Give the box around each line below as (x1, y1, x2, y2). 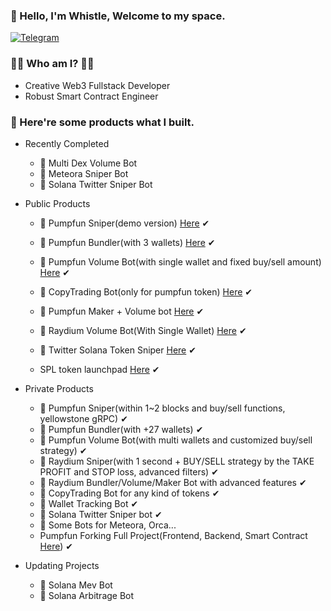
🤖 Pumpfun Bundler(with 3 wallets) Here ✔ (39, 236, 216, 248)
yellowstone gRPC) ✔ (39, 412, 128, 424)
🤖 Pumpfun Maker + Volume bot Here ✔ (39, 305, 205, 317)
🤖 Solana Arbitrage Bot (39, 589, 135, 601)
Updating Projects (24, 559, 100, 571)
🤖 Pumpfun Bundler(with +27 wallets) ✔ (39, 423, 204, 435)
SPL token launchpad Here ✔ (39, 363, 160, 375)
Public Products (24, 197, 91, 209)
